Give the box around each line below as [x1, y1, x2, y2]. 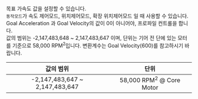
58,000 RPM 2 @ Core [120, 75, 181, 84]
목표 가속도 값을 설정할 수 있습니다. [6, 5, 87, 12]
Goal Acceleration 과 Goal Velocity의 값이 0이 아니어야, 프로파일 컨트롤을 [6, 20, 177, 26]
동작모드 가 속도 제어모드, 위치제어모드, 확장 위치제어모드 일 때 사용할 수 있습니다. [6, 12, 189, 19]
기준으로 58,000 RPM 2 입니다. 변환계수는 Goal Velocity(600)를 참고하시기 [12, 41, 184, 49]
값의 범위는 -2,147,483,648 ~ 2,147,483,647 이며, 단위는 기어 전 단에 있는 [6, 35, 177, 41]
